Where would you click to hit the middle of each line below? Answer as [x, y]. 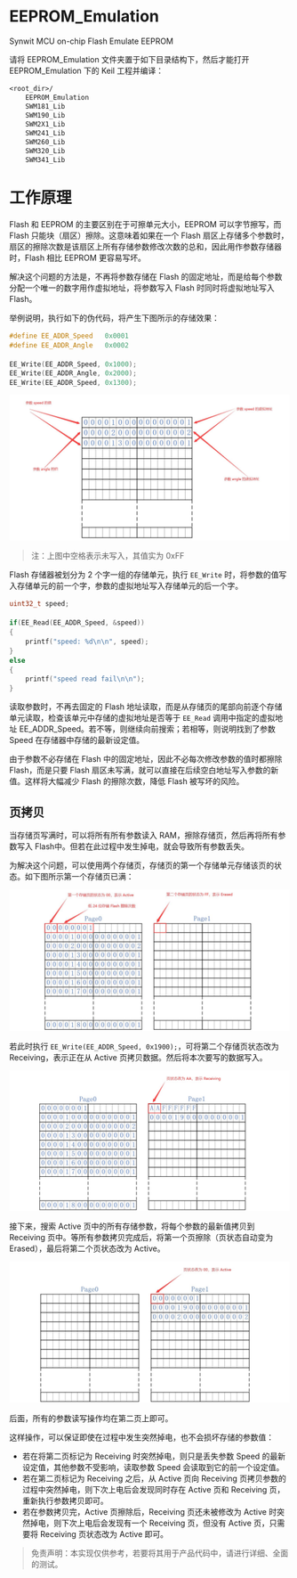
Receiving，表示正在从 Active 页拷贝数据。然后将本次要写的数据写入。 [138, 1057]
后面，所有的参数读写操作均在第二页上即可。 [91, 1419]
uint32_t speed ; [39, 604]
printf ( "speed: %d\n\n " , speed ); [87, 642]
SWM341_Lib [45, 159]
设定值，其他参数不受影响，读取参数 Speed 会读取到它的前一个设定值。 [153, 1468]
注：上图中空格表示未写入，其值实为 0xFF [108, 556]
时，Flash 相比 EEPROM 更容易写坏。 [78, 258]
